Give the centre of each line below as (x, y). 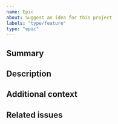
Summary (25, 53)
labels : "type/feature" (36, 23)
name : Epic (20, 12)
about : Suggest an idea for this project (59, 18)
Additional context (42, 94)
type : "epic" (23, 29)
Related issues (34, 115)
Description (29, 74)
